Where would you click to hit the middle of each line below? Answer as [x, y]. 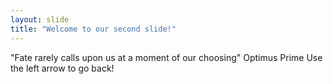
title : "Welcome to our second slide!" [93, 29]
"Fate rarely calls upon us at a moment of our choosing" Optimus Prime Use [166, 57]
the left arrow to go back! [62, 68]
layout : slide [40, 19]
